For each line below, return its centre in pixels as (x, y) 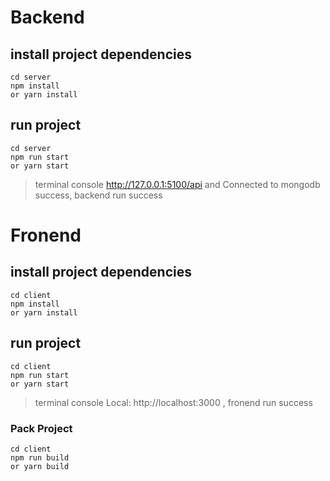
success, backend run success (98, 195)
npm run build (40, 457)
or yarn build (40, 466)
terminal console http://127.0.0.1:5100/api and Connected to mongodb (177, 184)
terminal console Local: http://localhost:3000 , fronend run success (173, 402)
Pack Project (41, 428)
